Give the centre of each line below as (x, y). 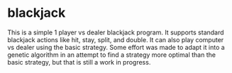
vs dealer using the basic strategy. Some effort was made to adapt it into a (116, 47)
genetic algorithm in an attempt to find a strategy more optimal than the (112, 55)
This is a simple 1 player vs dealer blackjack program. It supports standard (116, 32)
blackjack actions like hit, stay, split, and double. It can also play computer (116, 39)
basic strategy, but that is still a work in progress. (79, 62)
